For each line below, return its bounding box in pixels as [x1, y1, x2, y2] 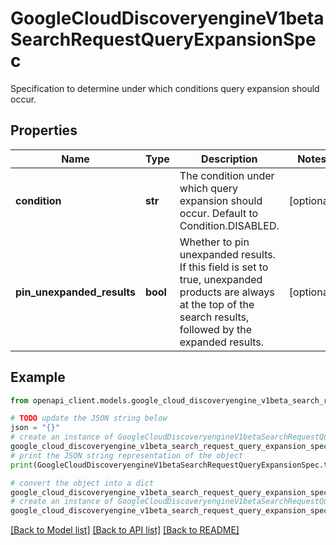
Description [201, 152, 258, 166]
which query [179, 181, 239, 195]
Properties [10, 122, 78, 139]
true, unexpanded [179, 272, 263, 286]
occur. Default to [179, 206, 259, 220]
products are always [179, 285, 275, 299]
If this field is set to [179, 260, 269, 274]
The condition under [179, 168, 275, 182]
